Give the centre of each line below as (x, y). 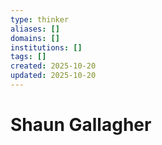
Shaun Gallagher (81, 125)
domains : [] (35, 38)
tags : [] (28, 57)
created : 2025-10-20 (53, 66)
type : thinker (40, 19)
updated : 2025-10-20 (53, 76)
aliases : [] (35, 29)
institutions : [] (46, 47)
